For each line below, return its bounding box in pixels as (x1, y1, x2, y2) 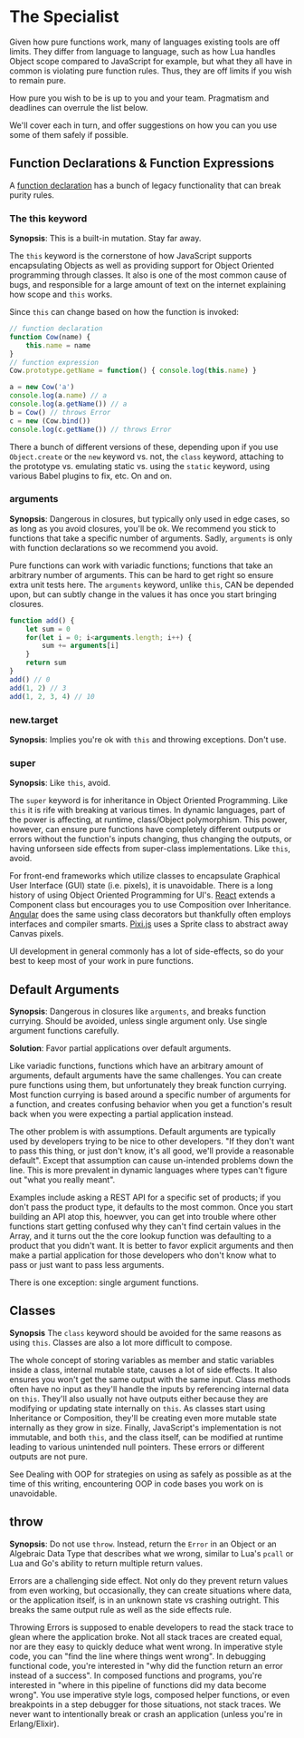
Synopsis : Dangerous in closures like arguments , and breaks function (9, 1006, 267, 1016)
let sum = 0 (25, 624, 71, 633)
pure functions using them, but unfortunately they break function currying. (9, 1080, 287, 1090)
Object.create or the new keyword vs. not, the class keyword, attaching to (9, 451, 284, 462)
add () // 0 (9, 674, 51, 684)
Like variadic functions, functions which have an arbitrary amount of (9, 1060, 264, 1071)
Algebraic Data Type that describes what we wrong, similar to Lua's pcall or (9, 1547, 294, 1558)
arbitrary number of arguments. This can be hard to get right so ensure (9, 569, 274, 580)
